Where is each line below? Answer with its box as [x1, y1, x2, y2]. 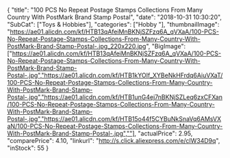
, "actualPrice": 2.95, [134, 129, 193, 137]
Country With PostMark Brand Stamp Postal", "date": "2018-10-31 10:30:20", [7, 13, 222, 21]
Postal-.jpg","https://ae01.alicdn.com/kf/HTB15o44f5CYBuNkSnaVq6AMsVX [7, 115, 222, 122]
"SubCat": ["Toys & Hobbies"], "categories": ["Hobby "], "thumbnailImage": [7, 21, 220, 28]
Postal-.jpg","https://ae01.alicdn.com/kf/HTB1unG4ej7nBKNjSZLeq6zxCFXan [7, 93, 222, 101]
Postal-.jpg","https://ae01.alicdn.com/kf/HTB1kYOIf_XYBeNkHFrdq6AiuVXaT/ [7, 71, 223, 79]
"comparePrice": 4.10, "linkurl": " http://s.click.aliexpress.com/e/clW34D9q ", [7, 137, 220, 144]
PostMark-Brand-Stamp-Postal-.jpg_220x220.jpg [7, 42, 146, 50]
